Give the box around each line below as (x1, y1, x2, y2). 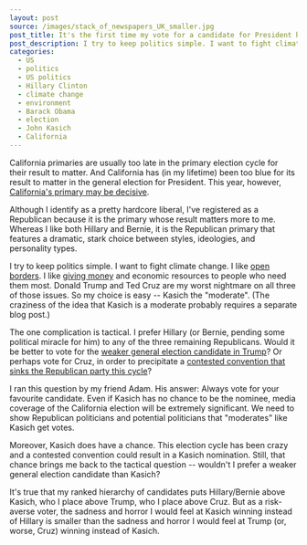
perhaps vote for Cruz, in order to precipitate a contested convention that (9, 355, 286, 366)
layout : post (9, 13, 59, 23)
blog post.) (9, 309, 50, 320)
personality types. (9, 243, 78, 254)
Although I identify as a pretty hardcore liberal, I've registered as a (9, 204, 259, 215)
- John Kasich (17, 124, 71, 133)
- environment (17, 98, 71, 108)
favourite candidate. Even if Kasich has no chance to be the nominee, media (9, 393, 296, 404)
